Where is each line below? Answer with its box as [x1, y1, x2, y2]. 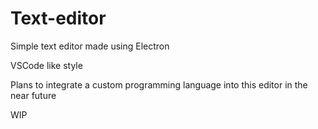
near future [10, 89, 57, 101]
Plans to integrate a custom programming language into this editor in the [10, 78, 308, 91]
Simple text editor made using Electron [10, 40, 170, 52]
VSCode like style [10, 59, 83, 71]
